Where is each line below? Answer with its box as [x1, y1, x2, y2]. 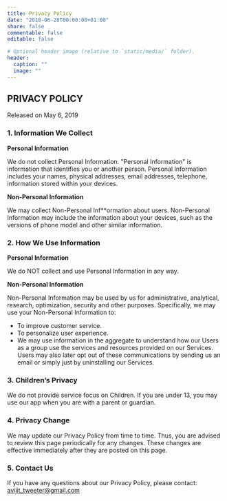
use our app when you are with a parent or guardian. [7, 398, 156, 407]
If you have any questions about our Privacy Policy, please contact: [7, 478, 197, 487]
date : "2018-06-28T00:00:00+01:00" [7, 17, 109, 23]
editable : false [7, 36, 54, 43]
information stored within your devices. [7, 179, 118, 187]
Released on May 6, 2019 [7, 111, 79, 119]
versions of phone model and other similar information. [7, 221, 163, 229]
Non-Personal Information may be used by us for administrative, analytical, [7, 294, 219, 302]
